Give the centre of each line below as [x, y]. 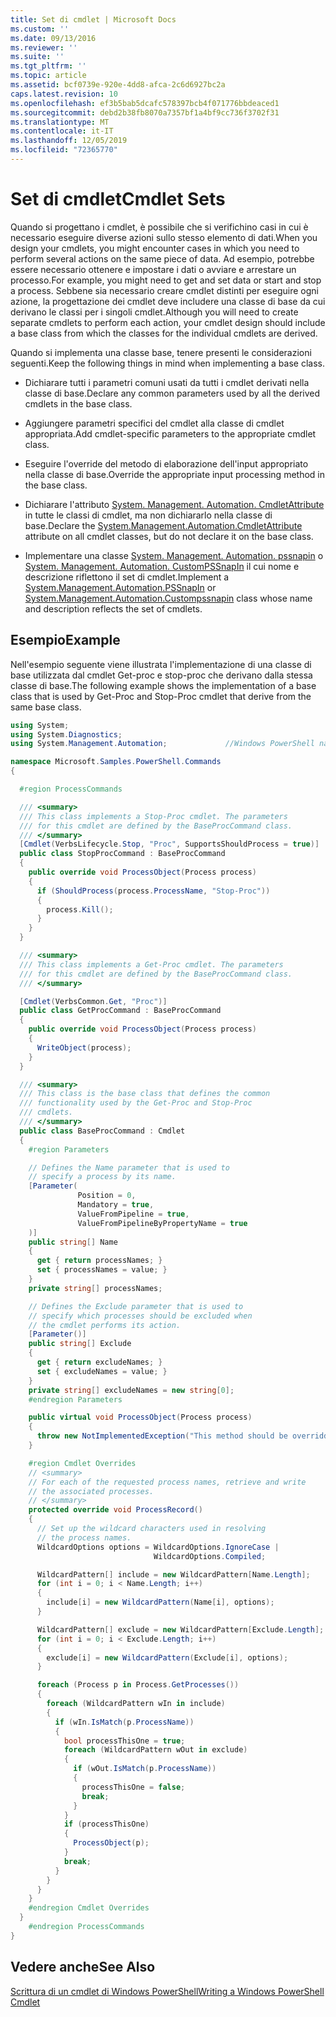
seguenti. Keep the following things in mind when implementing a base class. [167, 363]
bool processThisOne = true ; [124, 1741]
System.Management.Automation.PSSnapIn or [120, 587]
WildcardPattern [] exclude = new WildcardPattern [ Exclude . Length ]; [180, 1629]
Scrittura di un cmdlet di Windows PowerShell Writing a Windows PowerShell [167, 1991]
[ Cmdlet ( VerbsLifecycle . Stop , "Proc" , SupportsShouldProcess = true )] [169, 844]
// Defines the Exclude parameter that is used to [136, 1306]
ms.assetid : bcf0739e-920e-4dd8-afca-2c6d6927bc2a [118, 85]
